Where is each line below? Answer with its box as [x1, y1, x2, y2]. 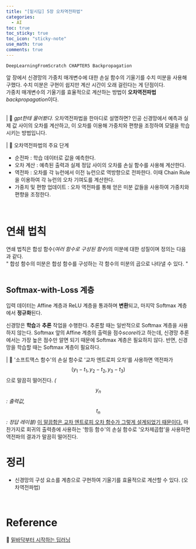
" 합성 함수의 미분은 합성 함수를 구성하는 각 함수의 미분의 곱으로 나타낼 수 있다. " [6, 260, 188, 267]
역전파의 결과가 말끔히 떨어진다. [6, 433, 78, 440]
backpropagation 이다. [6, 96, 59, 103]
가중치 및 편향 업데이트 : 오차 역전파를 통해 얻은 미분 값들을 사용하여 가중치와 [14, 183, 190, 191]
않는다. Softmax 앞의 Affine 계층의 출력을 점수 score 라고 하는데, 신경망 [16, 329, 178, 336]
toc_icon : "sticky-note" [6, 36, 67, 42]
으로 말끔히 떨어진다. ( [6, 377, 57, 384]
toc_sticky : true [6, 30, 49, 36]
